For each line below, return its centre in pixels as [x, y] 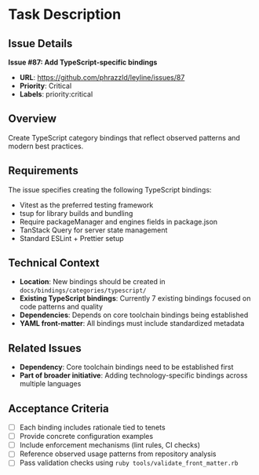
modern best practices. [46, 146]
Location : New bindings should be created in [93, 282]
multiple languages [50, 384]
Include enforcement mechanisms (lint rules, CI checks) [110, 445]
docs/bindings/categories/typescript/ [83, 291]
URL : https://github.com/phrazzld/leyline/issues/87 [102, 77]
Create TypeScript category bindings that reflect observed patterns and [124, 137]
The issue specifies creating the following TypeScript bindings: [110, 189]
